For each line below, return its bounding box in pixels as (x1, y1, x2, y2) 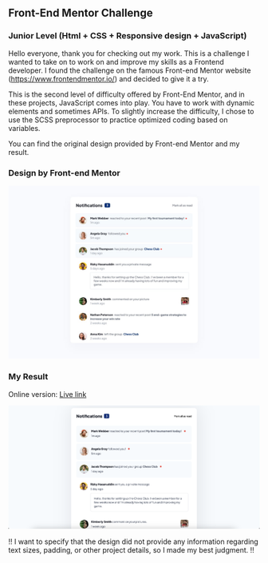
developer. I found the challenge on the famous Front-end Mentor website (8, 65, 251, 75)
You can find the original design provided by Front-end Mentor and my (8, 139, 240, 149)
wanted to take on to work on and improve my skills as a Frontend (8, 57, 225, 66)
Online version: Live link (8, 389, 87, 398)
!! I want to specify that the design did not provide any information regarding (8, 537, 259, 546)
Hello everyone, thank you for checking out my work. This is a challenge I (8, 48, 250, 58)
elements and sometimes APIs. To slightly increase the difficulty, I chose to (8, 106, 254, 116)
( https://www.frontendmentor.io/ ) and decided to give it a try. (8, 73, 209, 83)
